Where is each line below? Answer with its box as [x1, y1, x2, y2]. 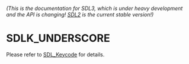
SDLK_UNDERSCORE [6, 31, 111, 45]
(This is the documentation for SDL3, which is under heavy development [6, 5, 183, 12]
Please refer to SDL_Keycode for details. [6, 50, 105, 58]
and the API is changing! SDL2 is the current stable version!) [6, 11, 154, 18]
